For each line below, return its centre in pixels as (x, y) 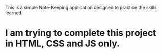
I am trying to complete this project (81, 33)
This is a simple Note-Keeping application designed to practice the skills (81, 7)
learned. (14, 13)
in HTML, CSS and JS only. (63, 44)
